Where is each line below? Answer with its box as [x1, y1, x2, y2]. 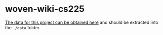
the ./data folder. [5, 24, 41, 30]
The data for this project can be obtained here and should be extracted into [5, 19, 159, 25]
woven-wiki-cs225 [5, 3, 85, 15]
